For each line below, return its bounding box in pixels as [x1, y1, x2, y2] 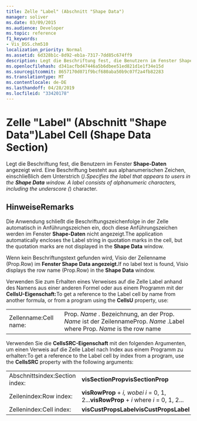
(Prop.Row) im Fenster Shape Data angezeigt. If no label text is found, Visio [6, 260, 189, 267]
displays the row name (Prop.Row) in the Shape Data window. [6, 267, 155, 274]
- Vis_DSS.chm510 [6, 42, 49, 48]
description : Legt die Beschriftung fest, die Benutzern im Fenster [6, 58, 177, 63]
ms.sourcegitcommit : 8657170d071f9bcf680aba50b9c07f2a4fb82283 [6, 69, 164, 75]
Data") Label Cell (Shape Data [6, 128, 151, 142]
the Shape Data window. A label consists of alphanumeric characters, [6, 178, 176, 186]
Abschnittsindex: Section [9, 371, 76, 379]
